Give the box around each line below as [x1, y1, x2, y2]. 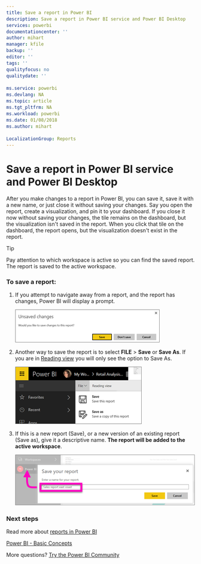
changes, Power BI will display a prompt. [14, 298, 115, 305]
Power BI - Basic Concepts [6, 539, 73, 547]
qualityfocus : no [6, 66, 50, 72]
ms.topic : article [6, 98, 52, 104]
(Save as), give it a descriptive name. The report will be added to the [14, 436, 185, 444]
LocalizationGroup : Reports [6, 136, 77, 142]
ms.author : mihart [6, 123, 52, 129]
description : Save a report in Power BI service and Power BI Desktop [6, 16, 186, 22]
